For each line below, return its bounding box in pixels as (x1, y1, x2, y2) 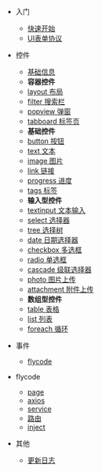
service (27, 404, 53, 413)
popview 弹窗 (27, 107, 71, 116)
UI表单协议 (27, 34, 63, 43)
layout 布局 (27, 87, 64, 96)
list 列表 (27, 315, 53, 323)
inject (27, 422, 46, 432)
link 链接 (27, 166, 55, 176)
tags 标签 (27, 186, 58, 195)
